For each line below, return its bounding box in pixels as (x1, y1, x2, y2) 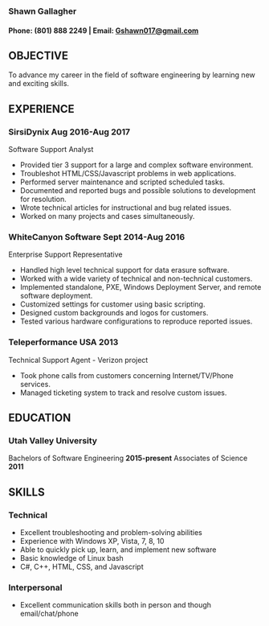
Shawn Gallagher (8, 6, 77, 17)
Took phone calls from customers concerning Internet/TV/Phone (19, 370, 234, 380)
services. (19, 379, 51, 389)
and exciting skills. (8, 79, 70, 89)
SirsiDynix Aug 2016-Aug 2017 (8, 126, 131, 138)
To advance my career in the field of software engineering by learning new (8, 70, 255, 80)
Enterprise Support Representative (8, 249, 123, 259)
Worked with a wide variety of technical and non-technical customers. (19, 274, 253, 283)
